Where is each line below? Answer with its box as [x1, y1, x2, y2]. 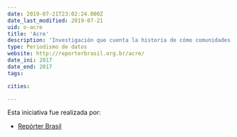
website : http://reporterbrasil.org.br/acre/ [7, 50, 144, 57]
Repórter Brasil [17, 122, 62, 131]
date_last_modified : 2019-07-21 [7, 17, 103, 24]
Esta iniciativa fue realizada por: [7, 108, 101, 117]
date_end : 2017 [7, 63, 53, 70]
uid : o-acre [7, 23, 43, 31]
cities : [7, 82, 31, 89]
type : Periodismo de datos [7, 43, 88, 50]
